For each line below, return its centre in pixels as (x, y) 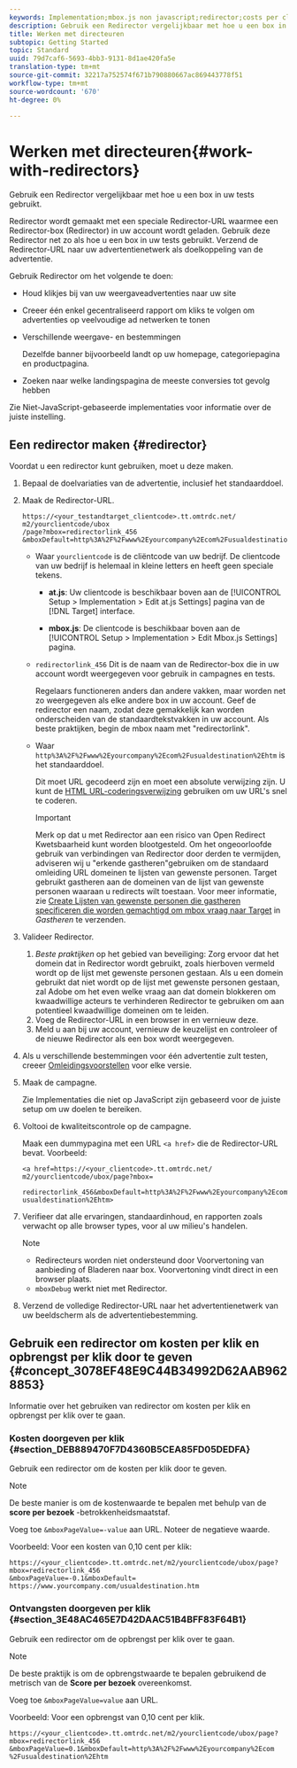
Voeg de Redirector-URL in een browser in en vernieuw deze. (147, 1020)
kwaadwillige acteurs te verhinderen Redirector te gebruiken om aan (160, 1001)
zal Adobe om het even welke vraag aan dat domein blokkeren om (156, 992)
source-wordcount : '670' (55, 91)
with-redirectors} (75, 170)
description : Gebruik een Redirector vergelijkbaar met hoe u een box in (148, 26)
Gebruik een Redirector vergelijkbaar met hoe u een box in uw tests (132, 195)
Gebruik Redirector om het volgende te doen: (91, 276)
